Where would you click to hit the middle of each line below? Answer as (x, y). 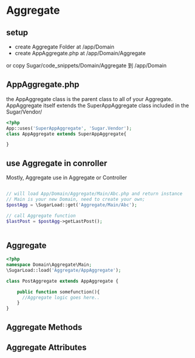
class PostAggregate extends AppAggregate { (62, 281)
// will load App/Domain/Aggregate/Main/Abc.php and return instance (95, 194)
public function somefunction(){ (58, 292)
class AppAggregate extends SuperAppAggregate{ (66, 134)
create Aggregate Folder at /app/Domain (64, 47)
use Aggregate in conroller (57, 163)
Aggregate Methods (44, 327)
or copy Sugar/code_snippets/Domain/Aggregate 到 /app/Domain (86, 65)
